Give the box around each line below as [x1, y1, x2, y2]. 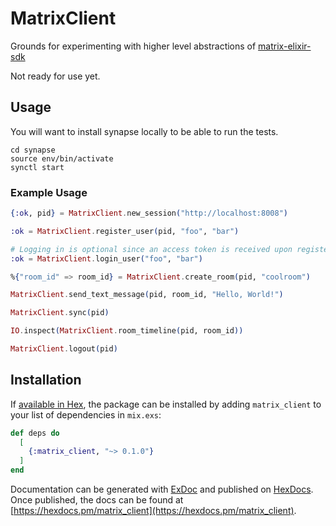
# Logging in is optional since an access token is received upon [10, 244, 293, 254]
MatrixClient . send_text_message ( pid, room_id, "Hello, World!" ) [10, 290, 284, 300]
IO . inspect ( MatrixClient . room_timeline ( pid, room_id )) [10, 326, 244, 336]
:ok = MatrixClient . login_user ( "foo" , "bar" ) [10, 253, 203, 264]
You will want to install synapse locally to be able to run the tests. [10, 125, 279, 137]
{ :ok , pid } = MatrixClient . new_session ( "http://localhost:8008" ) [10, 208, 288, 219]
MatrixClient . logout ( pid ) [10, 344, 118, 354]
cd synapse [10, 145, 56, 155]
